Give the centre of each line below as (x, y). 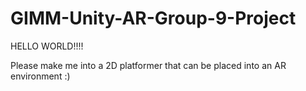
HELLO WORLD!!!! (47, 46)
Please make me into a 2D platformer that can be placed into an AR (148, 65)
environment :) (40, 76)
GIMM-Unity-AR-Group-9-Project (153, 18)
